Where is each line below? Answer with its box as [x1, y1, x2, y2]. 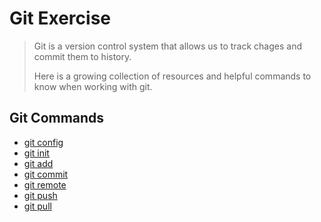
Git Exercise [9, 7, 111, 30]
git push [23, 189, 58, 201]
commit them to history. [33, 50, 132, 62]
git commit [23, 168, 69, 180]
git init [23, 147, 50, 159]
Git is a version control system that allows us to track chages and [33, 40, 302, 52]
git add [23, 157, 54, 169]
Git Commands [9, 110, 105, 127]
